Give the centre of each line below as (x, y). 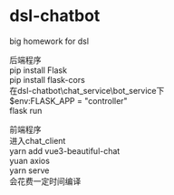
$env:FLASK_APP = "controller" (69, 100)
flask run (26, 110)
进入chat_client (38, 140)
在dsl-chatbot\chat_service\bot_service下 (87, 90)
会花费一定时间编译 (45, 181)
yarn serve (29, 170)
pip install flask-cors (48, 79)
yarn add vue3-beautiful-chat (65, 150)
